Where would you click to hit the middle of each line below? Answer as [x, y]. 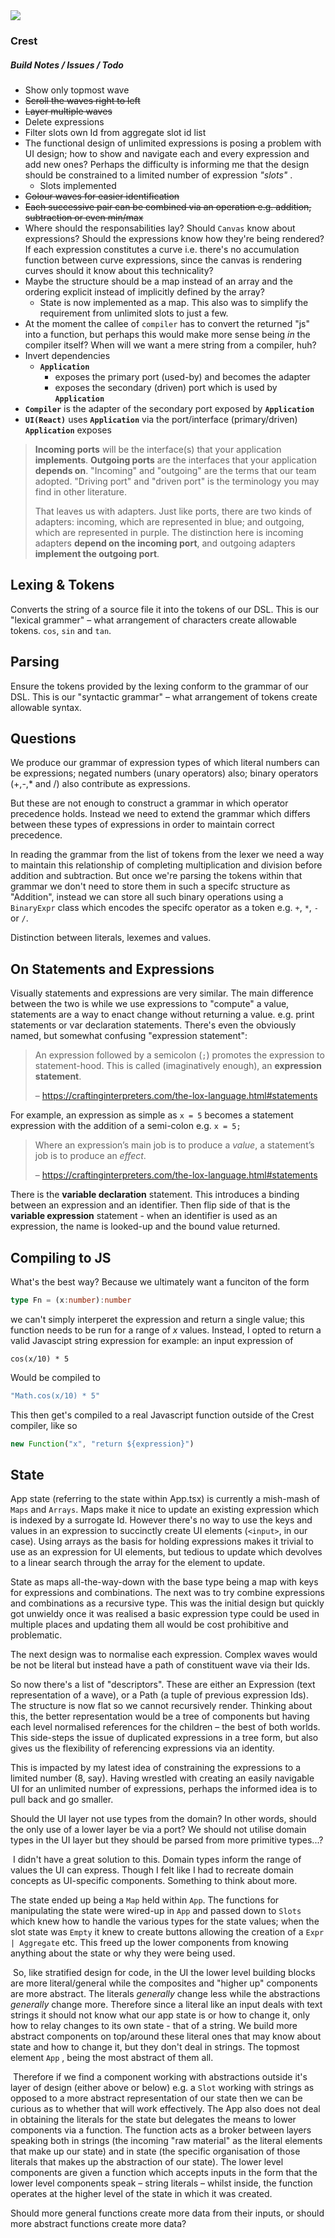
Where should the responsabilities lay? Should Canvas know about [160, 228]
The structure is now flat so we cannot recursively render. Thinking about [161, 1706]
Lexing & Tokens [62, 585]
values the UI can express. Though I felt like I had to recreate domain [152, 1870]
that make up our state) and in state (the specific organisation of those [155, 2151]
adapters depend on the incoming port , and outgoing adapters [165, 543]
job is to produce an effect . [90, 1156]
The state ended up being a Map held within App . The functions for [145, 1900]
